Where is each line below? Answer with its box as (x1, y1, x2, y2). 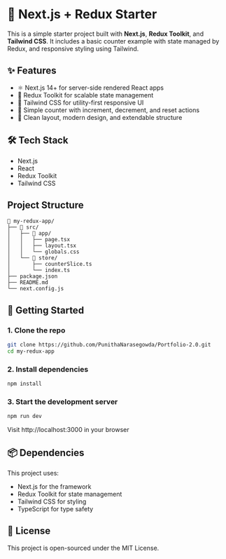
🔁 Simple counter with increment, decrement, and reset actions (17, 105, 200, 114)
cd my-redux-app (7, 347, 55, 355)
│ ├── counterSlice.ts (7, 261, 92, 268)
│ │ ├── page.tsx (7, 236, 71, 243)
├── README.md (7, 279, 49, 286)
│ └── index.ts (7, 267, 71, 274)
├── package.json (7, 273, 58, 280)
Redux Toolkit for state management (17, 490, 122, 498)
